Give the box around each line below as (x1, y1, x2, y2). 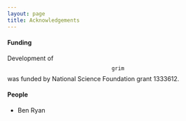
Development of (7, 54, 54, 62)
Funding (7, 38, 32, 47)
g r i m (111, 64, 125, 72)
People (7, 90, 28, 99)
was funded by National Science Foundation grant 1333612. (7, 74, 180, 83)
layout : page (7, 10, 46, 17)
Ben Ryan (17, 106, 46, 114)
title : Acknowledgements (7, 17, 80, 24)
